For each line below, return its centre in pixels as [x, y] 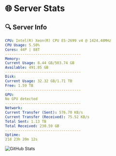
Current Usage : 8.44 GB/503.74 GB [40, 63]
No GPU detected [21, 99]
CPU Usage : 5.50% [22, 45]
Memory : [13, 58]
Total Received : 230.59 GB [32, 126]
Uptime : [13, 135]
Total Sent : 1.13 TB [26, 121]
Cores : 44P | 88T [22, 50]
